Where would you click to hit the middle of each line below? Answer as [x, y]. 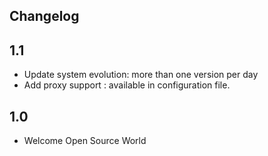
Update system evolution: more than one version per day [141, 75]
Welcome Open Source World [85, 141]
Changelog [44, 16]
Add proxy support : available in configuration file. [127, 85]
